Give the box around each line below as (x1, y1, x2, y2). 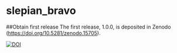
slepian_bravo (6, 4, 77, 17)
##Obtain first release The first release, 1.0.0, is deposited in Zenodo (6, 23, 171, 30)
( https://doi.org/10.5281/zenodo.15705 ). (6, 29, 101, 36)
